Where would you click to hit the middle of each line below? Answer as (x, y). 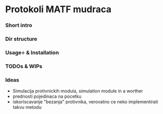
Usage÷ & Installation (32, 52)
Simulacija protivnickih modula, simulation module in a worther (78, 91)
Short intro (19, 25)
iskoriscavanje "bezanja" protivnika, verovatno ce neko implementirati (85, 102)
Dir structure (21, 39)
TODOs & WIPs (24, 66)
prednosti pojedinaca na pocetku (47, 96)
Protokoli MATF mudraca (58, 9)
